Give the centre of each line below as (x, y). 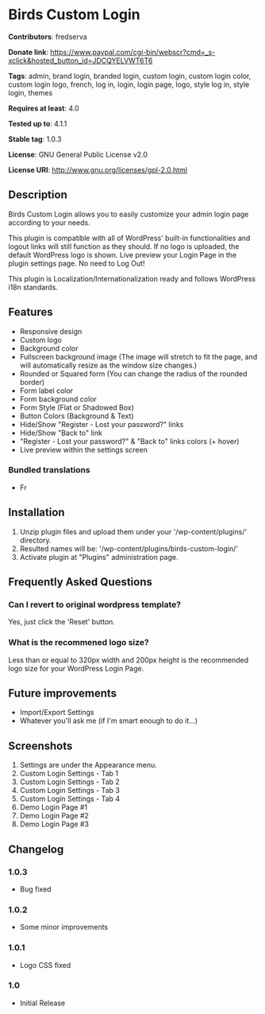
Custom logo (40, 340)
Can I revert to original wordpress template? (94, 604)
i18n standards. (33, 287)
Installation (36, 513)
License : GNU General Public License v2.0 (78, 154)
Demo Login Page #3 (54, 824)
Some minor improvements (64, 927)
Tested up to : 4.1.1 (38, 123)
